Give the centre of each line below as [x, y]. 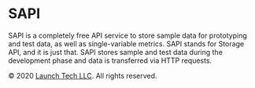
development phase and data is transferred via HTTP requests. [110, 60]
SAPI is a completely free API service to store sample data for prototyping [128, 35]
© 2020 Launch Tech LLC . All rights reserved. [83, 75]
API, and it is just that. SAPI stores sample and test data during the [115, 52]
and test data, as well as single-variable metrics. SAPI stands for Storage [126, 43]
